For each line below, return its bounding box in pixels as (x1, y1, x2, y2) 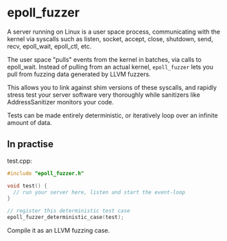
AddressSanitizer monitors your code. (7, 97, 115, 106)
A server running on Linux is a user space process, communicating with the (7, 27, 221, 36)
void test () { (7, 182, 48, 190)
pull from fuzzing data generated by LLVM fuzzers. (7, 70, 151, 78)
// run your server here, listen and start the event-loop (13, 189, 186, 196)
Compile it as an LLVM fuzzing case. (7, 227, 110, 234)
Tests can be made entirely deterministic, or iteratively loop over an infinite (7, 111, 218, 119)
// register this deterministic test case (7, 207, 130, 214)
